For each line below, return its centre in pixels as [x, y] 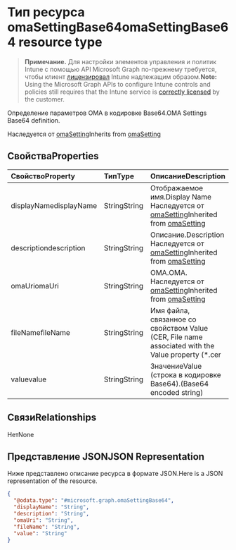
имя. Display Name [181, 197]
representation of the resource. [52, 481]
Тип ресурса [46, 12]
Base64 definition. [34, 120]
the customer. [45, 99]
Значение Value [176, 366]
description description [48, 248]
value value [29, 379]
